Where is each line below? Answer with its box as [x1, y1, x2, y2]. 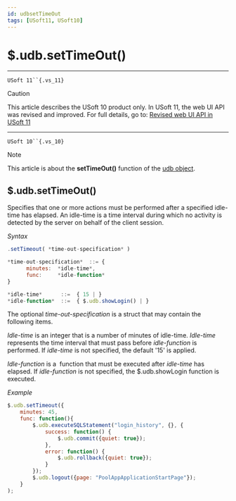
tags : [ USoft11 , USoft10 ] [7, 17, 83, 24]
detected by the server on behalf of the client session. [7, 218, 164, 227]
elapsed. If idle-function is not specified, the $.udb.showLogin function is [7, 367, 220, 376]
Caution [7, 89, 30, 98]
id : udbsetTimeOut [7, 10, 61, 18]
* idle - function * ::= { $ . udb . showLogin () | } [7, 297, 150, 304]
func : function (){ [20, 415, 74, 423]
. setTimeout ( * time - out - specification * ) [7, 246, 131, 253]
